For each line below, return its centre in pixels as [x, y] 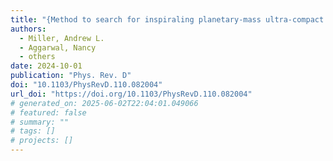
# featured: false [48, 112]
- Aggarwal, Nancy [58, 47]
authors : [28, 29]
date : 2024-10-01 [46, 66]
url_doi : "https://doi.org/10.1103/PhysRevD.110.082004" [131, 94]
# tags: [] [33, 131]
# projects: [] [42, 141]
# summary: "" [40, 122]
